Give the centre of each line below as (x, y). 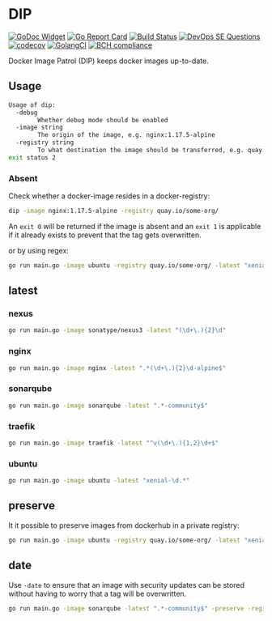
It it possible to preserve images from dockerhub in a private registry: (124, 525)
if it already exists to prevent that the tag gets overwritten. (105, 235)
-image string (39, 128)
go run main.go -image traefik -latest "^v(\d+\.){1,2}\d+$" (114, 443)
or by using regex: (38, 250)
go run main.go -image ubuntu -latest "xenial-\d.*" (99, 481)
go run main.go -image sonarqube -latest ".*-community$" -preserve (126, 608)
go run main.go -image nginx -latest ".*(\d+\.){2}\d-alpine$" (117, 368)
